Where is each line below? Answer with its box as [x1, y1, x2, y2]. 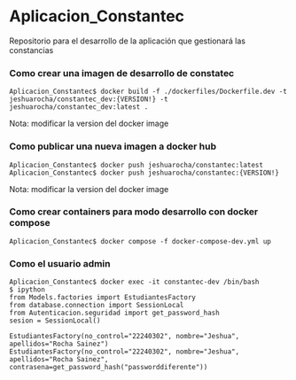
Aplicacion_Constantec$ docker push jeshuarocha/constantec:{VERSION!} [9, 168, 279, 177]
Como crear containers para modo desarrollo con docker [9, 206, 259, 218]
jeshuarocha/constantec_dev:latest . [9, 103, 149, 112]
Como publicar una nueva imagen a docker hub [9, 140, 217, 152]
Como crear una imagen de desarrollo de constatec [9, 66, 235, 79]
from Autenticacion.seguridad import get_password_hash [9, 308, 220, 318]
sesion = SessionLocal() [9, 316, 101, 325]
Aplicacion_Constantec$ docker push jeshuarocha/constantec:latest [9, 160, 264, 169]
